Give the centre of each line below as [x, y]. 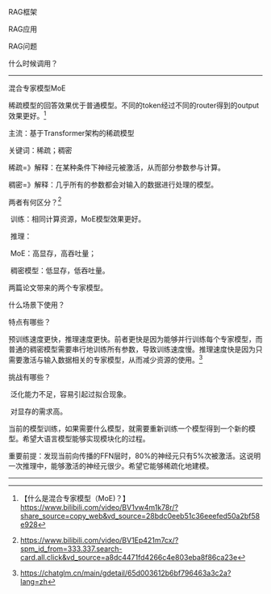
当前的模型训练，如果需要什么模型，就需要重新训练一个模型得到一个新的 [128, 428]
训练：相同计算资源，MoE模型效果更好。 [78, 219]
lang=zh [34, 581]
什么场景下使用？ [37, 305]
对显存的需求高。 [38, 411]
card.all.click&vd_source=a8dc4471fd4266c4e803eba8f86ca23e [129, 557]
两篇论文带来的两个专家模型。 [58, 288]
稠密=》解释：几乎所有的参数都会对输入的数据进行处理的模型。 [113, 184]
